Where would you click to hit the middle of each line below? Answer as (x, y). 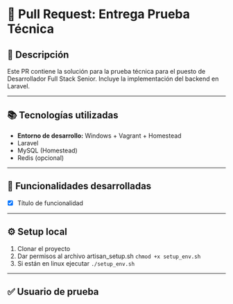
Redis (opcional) (41, 158)
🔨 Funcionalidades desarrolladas (79, 186)
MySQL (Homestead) (47, 150)
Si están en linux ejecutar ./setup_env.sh (76, 263)
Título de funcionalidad (50, 203)
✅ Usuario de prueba (53, 291)
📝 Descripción (38, 55)
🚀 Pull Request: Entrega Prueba (99, 14)
